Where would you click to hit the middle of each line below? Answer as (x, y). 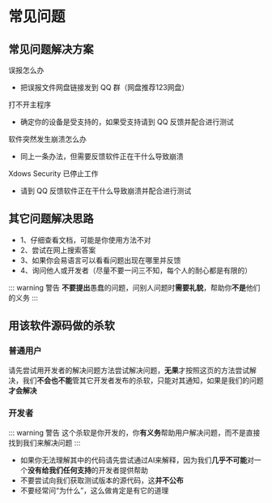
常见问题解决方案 (51, 49)
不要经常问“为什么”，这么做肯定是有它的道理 (94, 490)
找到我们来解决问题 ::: (45, 442)
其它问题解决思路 (51, 219)
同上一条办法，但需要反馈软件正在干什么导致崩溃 (102, 156)
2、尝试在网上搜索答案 (58, 250)
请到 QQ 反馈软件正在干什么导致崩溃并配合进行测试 (106, 191)
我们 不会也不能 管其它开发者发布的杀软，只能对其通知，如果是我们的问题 (143, 380)
